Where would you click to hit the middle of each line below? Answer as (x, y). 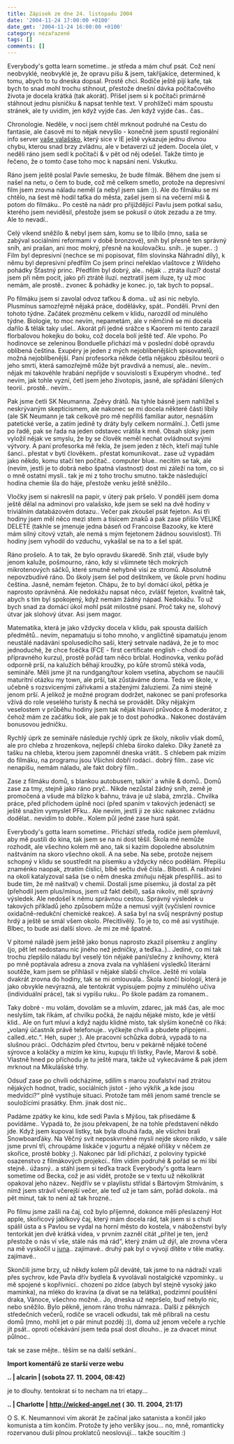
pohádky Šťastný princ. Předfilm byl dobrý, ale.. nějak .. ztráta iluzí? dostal (114, 270)
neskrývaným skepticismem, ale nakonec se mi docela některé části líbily (112, 409)
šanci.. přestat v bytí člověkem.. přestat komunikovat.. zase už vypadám (111, 453)
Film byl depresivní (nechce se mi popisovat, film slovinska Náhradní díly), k (116, 255)
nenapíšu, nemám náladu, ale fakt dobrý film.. (73, 767)
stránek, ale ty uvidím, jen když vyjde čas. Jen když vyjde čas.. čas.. (105, 110)
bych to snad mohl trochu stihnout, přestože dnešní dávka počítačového (111, 88)
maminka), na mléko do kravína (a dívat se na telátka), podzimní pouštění (112, 1292)
